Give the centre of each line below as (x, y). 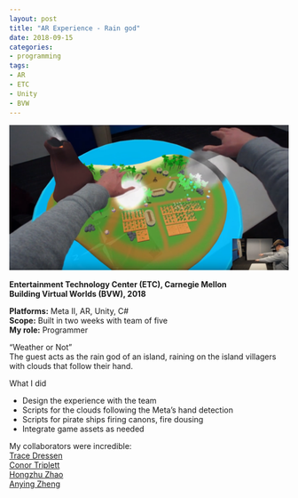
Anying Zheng (35, 484)
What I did (28, 383)
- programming (35, 56)
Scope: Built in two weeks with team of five (89, 321)
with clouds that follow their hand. (71, 366)
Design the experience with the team (89, 401)
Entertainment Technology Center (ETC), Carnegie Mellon (118, 285)
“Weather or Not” (41, 348)
